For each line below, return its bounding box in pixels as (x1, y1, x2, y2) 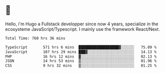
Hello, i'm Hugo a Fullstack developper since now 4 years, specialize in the (5, 21, 159, 27)
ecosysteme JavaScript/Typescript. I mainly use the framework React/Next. (5, 26, 160, 32)
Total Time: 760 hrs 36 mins (5, 36, 66, 41)
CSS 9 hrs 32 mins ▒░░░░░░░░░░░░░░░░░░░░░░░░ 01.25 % (5, 63, 157, 69)
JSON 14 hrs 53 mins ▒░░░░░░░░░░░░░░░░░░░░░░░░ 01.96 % (5, 59, 157, 64)
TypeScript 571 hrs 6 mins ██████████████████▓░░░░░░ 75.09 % (5, 45, 157, 50)
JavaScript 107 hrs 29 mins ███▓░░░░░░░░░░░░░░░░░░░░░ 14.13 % (5, 49, 157, 54)
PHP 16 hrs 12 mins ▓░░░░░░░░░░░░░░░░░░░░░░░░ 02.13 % (5, 54, 157, 59)
